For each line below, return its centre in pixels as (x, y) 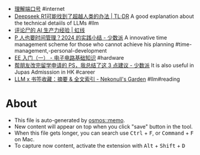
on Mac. (24, 139)
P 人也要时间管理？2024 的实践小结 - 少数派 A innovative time (90, 37)
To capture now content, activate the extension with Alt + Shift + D (100, 145)
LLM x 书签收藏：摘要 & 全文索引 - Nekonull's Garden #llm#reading (97, 79)
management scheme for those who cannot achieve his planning (94, 44)
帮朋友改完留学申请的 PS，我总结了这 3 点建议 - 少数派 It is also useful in (104, 65)
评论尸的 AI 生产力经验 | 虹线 (49, 30)
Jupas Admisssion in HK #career (54, 72)
